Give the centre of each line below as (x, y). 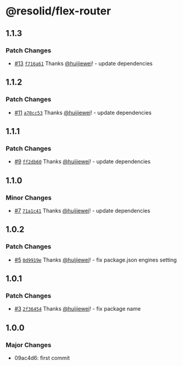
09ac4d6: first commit (42, 358)
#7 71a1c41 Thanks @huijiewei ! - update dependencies (82, 210)
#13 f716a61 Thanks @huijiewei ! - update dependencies (83, 63)
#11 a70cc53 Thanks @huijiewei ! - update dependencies (83, 112)
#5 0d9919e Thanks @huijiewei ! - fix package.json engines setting (95, 260)
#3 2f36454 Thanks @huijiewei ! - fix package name (77, 309)
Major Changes (29, 345)
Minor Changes (29, 198)
